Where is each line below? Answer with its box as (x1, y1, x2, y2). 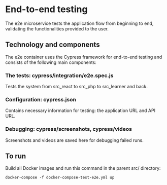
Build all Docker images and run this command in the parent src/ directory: (5, 165, 161, 171)
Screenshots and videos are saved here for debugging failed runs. (5, 137, 144, 143)
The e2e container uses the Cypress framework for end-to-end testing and (5, 54, 162, 60)
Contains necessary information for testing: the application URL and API (5, 107, 156, 114)
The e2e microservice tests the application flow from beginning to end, (5, 20, 154, 26)
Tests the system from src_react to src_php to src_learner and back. (5, 84, 148, 90)
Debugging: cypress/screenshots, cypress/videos (5, 126, 132, 133)
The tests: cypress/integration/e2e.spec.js (5, 72, 114, 79)
